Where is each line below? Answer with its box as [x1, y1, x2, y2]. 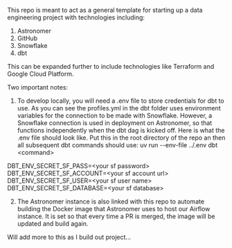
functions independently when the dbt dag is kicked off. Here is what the [17, 126, 225, 134]
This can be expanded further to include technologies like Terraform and [7, 63, 215, 70]
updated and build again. [17, 220, 89, 228]
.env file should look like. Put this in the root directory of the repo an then [17, 133, 226, 142]
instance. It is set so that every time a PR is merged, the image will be [17, 212, 215, 220]
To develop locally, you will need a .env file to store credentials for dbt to [17, 97, 225, 105]
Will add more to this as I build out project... [7, 233, 132, 241]
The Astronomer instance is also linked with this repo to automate [17, 197, 205, 206]
